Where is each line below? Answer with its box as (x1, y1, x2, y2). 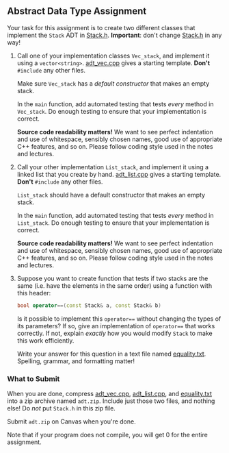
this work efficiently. (16, 336, 75, 345)
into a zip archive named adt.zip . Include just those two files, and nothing (7, 397, 215, 405)
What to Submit (7, 374, 60, 383)
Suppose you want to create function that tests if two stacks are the (16, 274, 208, 282)
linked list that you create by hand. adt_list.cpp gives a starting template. (16, 170, 221, 178)
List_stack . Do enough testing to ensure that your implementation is (16, 219, 210, 227)
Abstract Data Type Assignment (7, 5, 147, 17)
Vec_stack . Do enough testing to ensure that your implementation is (16, 107, 207, 115)
